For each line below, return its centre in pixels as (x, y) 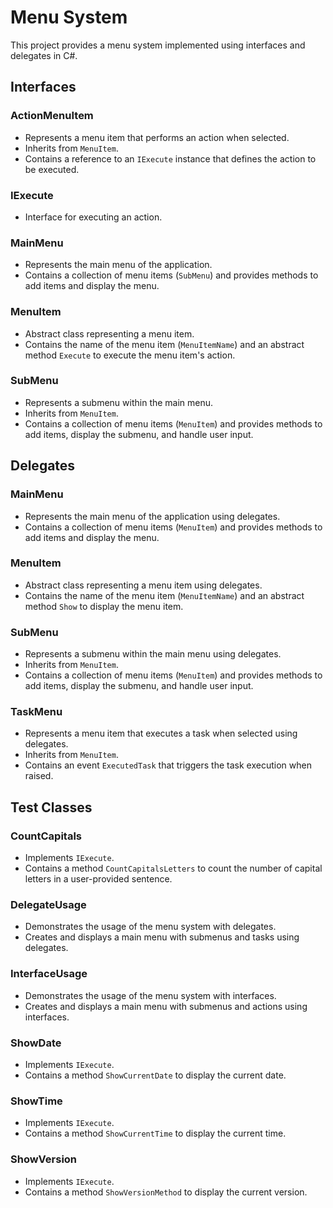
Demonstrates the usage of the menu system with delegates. (150, 927)
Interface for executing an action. (93, 217)
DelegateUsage (48, 904)
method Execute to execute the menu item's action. (130, 355)
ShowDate (36, 1043)
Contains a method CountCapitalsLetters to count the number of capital (173, 868)
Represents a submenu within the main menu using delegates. (153, 654)
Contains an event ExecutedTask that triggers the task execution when (168, 765)
